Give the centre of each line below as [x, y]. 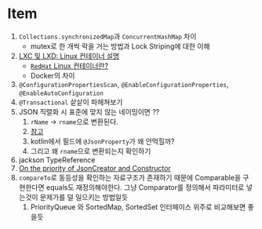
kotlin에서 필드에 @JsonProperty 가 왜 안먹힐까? [102, 141]
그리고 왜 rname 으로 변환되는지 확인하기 [91, 151]
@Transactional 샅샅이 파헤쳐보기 [71, 102]
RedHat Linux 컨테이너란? [69, 65]
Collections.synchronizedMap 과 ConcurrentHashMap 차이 [107, 36]
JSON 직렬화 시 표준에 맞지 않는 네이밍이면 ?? [89, 111]
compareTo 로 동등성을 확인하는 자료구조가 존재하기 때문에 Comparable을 [129, 177]
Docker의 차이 [53, 75]
